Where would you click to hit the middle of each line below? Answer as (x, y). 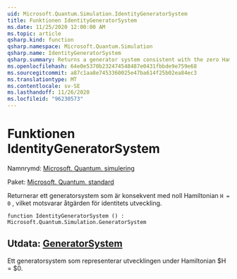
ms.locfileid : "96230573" (45, 99)
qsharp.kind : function (41, 40)
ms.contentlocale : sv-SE (44, 86)
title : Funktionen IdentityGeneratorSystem (72, 20)
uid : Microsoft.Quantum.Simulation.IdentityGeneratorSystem (98, 14)
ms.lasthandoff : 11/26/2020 (49, 92)
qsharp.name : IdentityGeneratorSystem (64, 54)
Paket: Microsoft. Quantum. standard (61, 182)
